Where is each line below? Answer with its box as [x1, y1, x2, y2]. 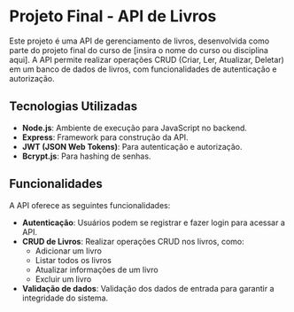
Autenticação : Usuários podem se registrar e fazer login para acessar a [21, 217, 286, 228]
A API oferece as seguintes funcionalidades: [9, 199, 171, 210]
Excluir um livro [35, 273, 92, 285]
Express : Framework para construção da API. [21, 131, 189, 143]
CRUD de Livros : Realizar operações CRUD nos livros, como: [21, 236, 245, 246]
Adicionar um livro [35, 246, 102, 256]
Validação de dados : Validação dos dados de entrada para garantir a [21, 283, 275, 293]
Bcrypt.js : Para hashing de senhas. [21, 151, 151, 161]
